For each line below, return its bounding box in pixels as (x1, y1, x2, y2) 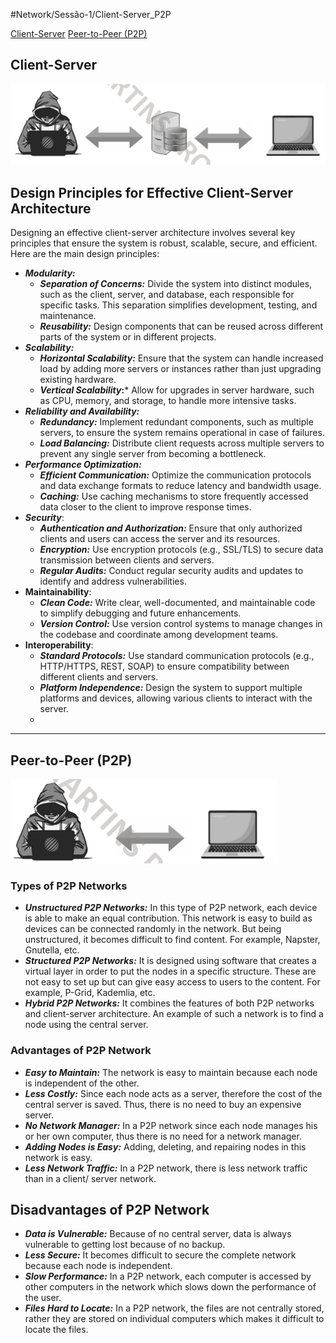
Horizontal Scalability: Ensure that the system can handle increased (39, 352, 324, 364)
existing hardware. (39, 374, 117, 386)
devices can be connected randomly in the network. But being (24, 923, 282, 935)
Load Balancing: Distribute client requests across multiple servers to (39, 437, 325, 449)
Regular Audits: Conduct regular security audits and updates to (39, 565, 304, 577)
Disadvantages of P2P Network (10, 1201, 210, 1218)
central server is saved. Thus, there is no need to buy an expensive (24, 1098, 302, 1110)
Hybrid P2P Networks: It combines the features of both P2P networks (24, 997, 315, 1009)
